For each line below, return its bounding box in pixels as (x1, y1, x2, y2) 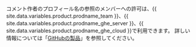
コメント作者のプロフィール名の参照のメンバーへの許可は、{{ (6, 5, 157, 12)
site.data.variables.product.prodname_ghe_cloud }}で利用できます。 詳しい (6, 27, 191, 34)
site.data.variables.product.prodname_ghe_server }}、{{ (6, 20, 144, 26)
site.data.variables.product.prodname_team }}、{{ (6, 12, 129, 19)
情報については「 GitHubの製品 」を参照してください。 (6, 35, 138, 41)
